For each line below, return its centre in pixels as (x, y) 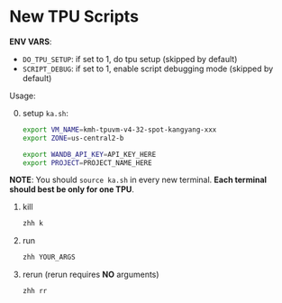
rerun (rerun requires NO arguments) (91, 275)
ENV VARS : (31, 41)
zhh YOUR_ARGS (49, 257)
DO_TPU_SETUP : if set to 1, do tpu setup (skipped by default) (130, 59)
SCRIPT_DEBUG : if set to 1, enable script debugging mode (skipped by (148, 69)
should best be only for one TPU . (72, 189)
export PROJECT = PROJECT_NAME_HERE (87, 163)
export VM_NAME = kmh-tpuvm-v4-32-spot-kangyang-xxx (119, 129)
